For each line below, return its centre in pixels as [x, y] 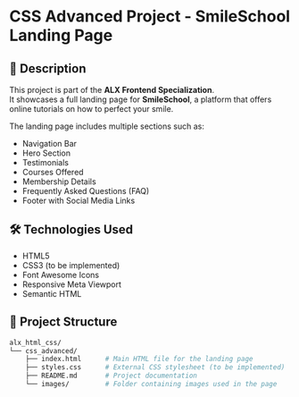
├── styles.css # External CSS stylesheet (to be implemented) [155, 367]
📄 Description [48, 68]
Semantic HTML [52, 293]
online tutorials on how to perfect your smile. [91, 109]
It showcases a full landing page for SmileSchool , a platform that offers [141, 99]
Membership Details [59, 182]
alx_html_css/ [36, 342]
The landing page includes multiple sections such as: [107, 126]
